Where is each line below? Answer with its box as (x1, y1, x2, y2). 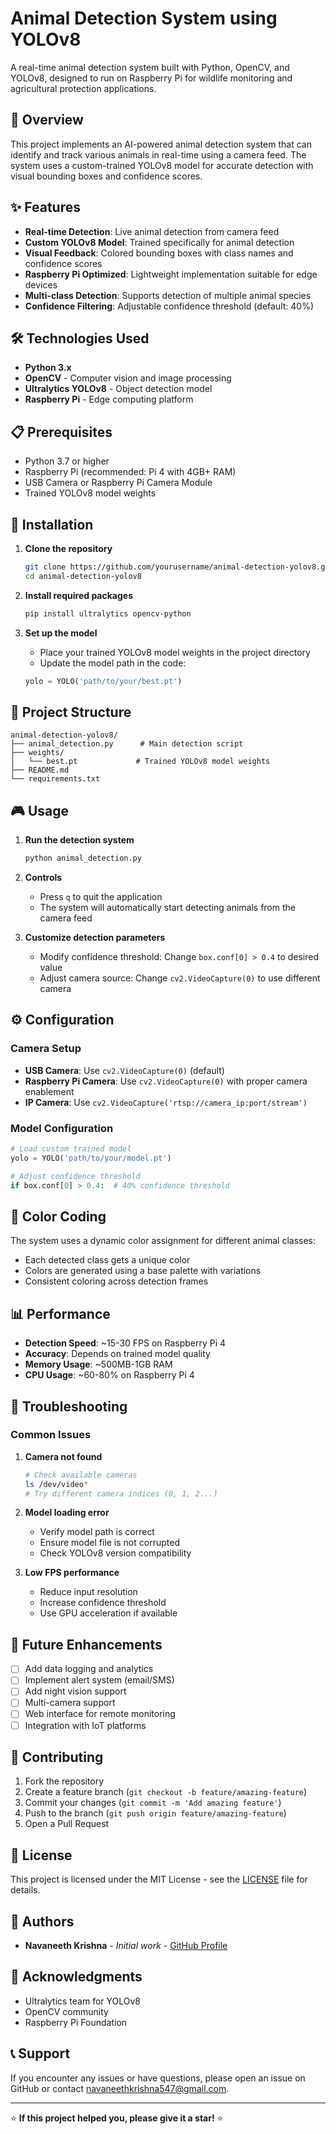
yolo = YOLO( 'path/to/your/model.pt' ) (10, 1153, 172, 1163)
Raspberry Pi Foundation (24, 2016, 128, 2028)
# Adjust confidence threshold (10, 1171, 141, 1181)
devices (24, 278, 58, 291)
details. (10, 1884, 41, 1896)
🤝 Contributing (10, 1749, 104, 1766)
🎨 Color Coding (10, 1208, 107, 1225)
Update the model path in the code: (39, 657, 187, 669)
